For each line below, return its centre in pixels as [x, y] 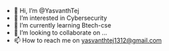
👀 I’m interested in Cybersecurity [60, 18]
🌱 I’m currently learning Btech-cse [62, 25]
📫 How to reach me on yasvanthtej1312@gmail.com [88, 40]
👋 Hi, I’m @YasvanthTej [46, 11]
